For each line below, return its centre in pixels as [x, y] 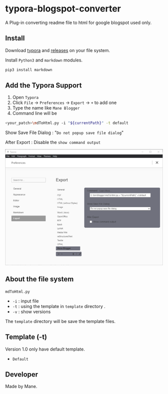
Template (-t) [26, 337]
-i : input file [25, 301]
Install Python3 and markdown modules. [44, 60]
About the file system [39, 279]
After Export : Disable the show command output [53, 142]
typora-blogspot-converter [63, 9]
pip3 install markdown [29, 70]
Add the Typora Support [43, 85]
